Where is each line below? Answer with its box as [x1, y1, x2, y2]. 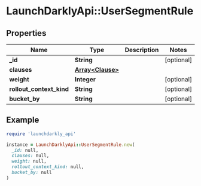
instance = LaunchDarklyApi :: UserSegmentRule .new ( [6, 142, 135, 148]
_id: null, [11, 147, 39, 153]
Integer [74, 75, 96, 83]
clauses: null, [11, 153, 50, 159]
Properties [6, 28, 47, 38]
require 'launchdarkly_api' [6, 130, 77, 137]
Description [124, 46, 159, 54]
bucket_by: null [11, 169, 52, 176]
